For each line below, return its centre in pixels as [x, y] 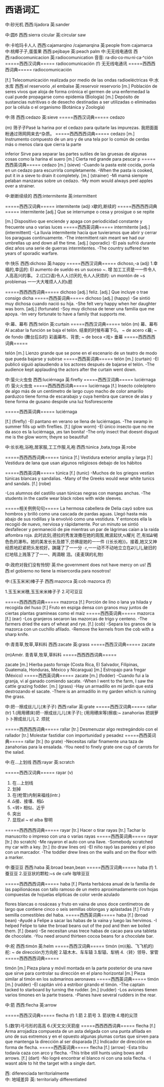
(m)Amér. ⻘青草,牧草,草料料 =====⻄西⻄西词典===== [61, 655]
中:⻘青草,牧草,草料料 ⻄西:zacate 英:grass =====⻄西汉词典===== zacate [80, 644]
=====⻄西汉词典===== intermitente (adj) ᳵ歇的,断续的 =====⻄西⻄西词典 [81, 206]
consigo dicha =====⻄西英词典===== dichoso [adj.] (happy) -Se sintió [78, 298]
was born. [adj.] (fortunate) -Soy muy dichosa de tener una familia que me [80, 308]
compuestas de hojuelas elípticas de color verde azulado [62, 894]
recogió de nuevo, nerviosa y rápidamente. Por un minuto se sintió [72, 524]
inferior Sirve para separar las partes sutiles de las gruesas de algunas [76, 154]
